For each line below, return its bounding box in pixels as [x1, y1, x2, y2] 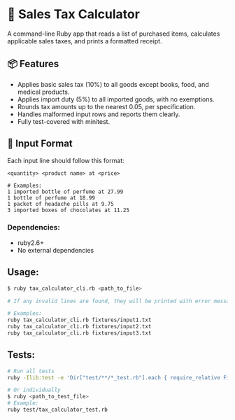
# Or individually [7, 386, 61, 394]
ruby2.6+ [17, 238, 44, 247]
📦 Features [7, 58, 59, 70]
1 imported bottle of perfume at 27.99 [7, 188, 124, 195]
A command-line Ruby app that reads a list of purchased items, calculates [7, 29, 220, 38]
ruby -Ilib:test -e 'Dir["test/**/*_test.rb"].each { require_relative [7, 374, 220, 381]
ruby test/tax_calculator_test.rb [7, 406, 108, 414]
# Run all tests [7, 367, 55, 374]
